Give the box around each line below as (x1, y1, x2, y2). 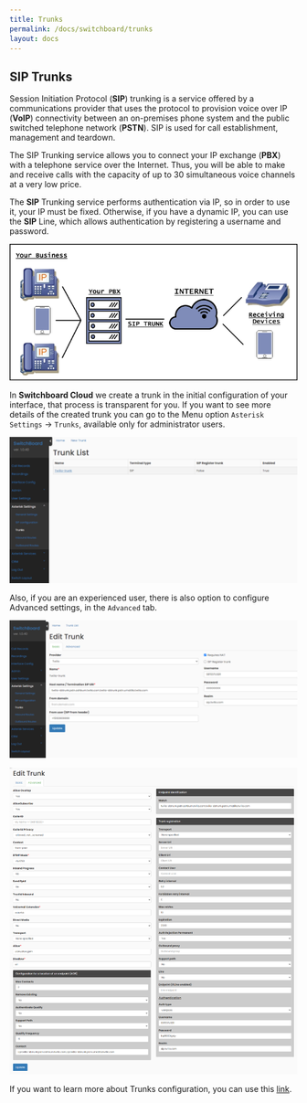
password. (9, 226, 49, 237)
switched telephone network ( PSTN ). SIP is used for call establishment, (9, 122, 279, 133)
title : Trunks (9, 15, 64, 24)
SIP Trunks (9, 69, 73, 84)
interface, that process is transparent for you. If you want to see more (9, 398, 271, 410)
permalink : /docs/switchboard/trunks (9, 24, 153, 34)
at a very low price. (9, 179, 82, 190)
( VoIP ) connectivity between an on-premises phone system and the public (9, 112, 290, 123)
